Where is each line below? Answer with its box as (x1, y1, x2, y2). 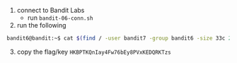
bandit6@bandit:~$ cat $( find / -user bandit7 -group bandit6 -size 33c (6, 35, 226, 42)
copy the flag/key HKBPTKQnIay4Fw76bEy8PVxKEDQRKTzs (16, 47, 171, 56)
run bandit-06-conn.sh (27, 13, 93, 22)
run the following (16, 21, 67, 29)
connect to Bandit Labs (16, 6, 85, 14)
